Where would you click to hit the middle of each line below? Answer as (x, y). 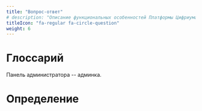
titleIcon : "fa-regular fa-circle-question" (63, 23)
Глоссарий (35, 58)
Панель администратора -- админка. (54, 75)
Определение (43, 99)
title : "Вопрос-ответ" (35, 12)
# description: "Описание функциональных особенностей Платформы (90, 17)
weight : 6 (19, 28)
